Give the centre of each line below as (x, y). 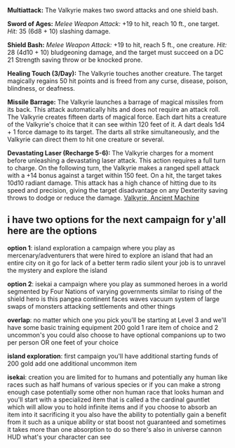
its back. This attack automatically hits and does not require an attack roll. (114, 109)
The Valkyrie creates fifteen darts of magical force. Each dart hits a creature (117, 117)
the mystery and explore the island (57, 270)
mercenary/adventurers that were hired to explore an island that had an (110, 255)
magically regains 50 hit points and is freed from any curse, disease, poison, (117, 81)
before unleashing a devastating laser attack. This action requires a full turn (116, 160)
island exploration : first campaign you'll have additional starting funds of (113, 356)
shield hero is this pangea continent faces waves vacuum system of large (113, 299)
